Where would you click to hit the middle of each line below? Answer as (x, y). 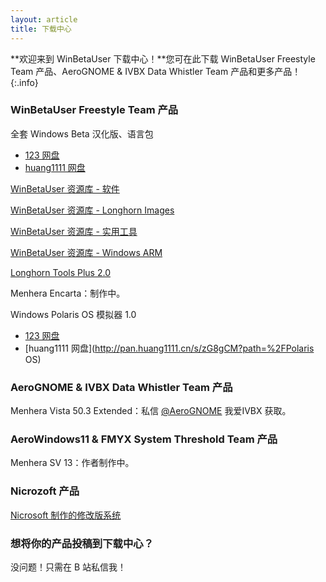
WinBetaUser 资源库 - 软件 (65, 188)
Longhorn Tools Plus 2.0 (60, 272)
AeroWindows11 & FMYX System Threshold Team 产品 (144, 439)
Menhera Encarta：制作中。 (68, 293)
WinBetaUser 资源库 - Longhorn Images (92, 210)
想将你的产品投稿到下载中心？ (82, 543)
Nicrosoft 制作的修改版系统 (66, 515)
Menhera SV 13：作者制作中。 (72, 463)
